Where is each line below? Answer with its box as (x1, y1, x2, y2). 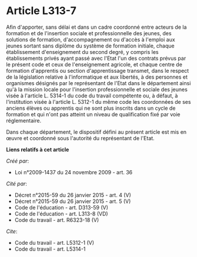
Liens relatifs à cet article (6, 146, 69, 153)
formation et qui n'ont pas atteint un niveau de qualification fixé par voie (6, 110, 181, 118)
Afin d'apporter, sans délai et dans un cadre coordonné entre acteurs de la (6, 23, 187, 31)
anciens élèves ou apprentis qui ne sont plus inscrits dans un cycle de (6, 104, 176, 111)
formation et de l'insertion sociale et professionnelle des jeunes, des (6, 29, 172, 36)
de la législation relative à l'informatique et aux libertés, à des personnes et (6, 73, 188, 80)
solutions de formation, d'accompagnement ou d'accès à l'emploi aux (6, 36, 175, 43)
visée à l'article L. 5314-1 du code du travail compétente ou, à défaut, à (6, 92, 178, 99)
